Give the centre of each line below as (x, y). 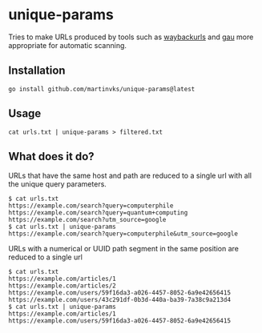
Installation (37, 71)
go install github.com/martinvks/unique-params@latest (102, 89)
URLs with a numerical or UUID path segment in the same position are (123, 249)
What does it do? (51, 156)
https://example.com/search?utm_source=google (87, 220)
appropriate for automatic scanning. (67, 45)
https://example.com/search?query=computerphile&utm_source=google (123, 234)
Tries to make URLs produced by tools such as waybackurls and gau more (131, 37)
